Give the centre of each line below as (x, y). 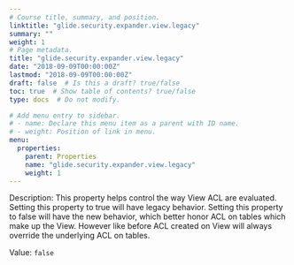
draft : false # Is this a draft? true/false (94, 83)
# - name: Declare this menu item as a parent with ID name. (124, 124)
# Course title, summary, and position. (85, 17)
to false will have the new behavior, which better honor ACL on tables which (147, 216)
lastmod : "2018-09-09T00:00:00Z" (71, 75)
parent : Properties (61, 156)
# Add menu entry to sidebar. (65, 116)
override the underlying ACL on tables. (80, 236)
